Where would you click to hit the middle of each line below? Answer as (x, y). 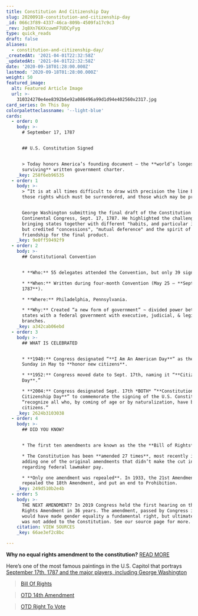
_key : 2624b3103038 (41, 413)
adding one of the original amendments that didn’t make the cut (103, 461)
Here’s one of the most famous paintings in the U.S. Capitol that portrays (94, 566)
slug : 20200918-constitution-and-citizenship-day (68, 17)
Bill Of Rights (36, 584)
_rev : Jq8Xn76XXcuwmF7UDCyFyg (43, 28)
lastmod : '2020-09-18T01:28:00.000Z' (52, 72)
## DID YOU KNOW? (43, 430)
